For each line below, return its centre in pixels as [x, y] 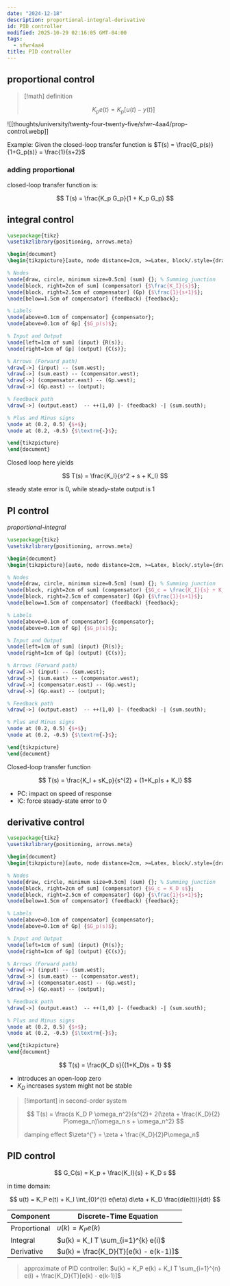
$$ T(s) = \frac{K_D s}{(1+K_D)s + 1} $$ [115, 1065]
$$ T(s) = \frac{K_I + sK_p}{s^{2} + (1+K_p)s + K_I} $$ [115, 780]
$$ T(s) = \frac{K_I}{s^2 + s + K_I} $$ [115, 476]
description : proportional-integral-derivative [76, 20]
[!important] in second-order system [75, 1100]
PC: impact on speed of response [64, 793]
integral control [40, 220]
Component [30, 1216]
